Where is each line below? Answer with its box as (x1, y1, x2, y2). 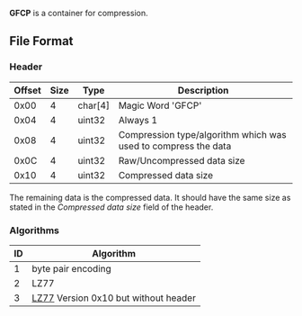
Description (177, 84, 229, 96)
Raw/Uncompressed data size (118, 154, 245, 167)
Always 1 (118, 113, 158, 126)
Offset (13, 84, 42, 96)
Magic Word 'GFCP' (118, 99, 202, 112)
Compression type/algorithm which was (118, 128, 288, 140)
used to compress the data (118, 140, 232, 152)
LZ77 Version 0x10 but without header (31, 292, 196, 304)
